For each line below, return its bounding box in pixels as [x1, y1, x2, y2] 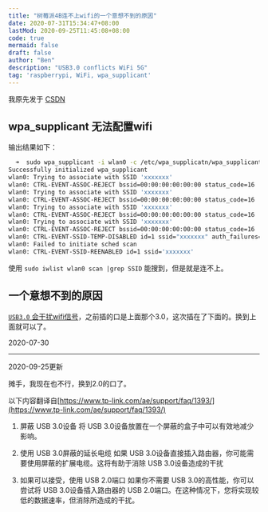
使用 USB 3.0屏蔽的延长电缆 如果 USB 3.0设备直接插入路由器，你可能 [19, 448, 247, 458]
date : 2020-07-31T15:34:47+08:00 [8, 19, 120, 27]
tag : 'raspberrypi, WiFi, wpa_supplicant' [8, 71, 152, 79]
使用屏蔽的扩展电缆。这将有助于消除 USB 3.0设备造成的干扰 [26, 458, 224, 468]
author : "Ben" [8, 57, 56, 65]
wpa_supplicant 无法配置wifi [8, 120, 153, 134]
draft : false [8, 49, 52, 57]
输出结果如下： [8, 142, 57, 152]
